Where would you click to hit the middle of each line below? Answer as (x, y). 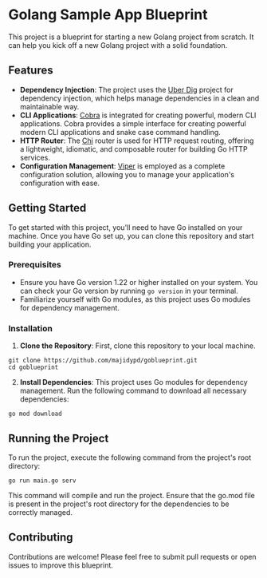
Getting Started (47, 208)
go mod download (35, 414)
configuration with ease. (59, 183)
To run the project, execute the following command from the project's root (130, 457)
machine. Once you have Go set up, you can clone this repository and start (131, 236)
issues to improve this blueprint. (61, 565)
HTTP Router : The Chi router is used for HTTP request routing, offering (137, 141)
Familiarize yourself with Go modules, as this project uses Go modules (135, 299)
